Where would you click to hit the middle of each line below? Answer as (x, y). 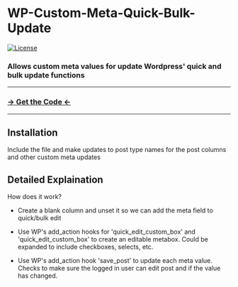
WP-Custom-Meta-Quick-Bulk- (102, 13)
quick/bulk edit (39, 218)
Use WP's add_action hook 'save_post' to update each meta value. (115, 261)
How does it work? (35, 197)
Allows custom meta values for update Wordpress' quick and (114, 66)
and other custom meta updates (54, 157)
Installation (33, 132)
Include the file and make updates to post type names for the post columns (117, 150)
